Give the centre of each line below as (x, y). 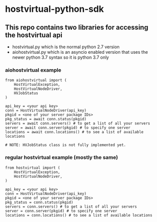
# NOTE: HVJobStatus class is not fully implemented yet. (65, 145)
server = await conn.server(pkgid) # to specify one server (68, 128)
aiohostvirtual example (33, 70)
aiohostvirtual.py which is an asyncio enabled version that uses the (80, 52)
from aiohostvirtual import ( (36, 80)
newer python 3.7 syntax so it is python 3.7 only (61, 57)
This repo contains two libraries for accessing (77, 27)
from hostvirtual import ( (33, 168)
